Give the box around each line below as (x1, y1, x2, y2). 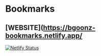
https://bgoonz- (43, 23, 96, 32)
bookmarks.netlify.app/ (5, 31, 83, 40)
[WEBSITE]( (5, 23, 43, 32)
